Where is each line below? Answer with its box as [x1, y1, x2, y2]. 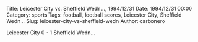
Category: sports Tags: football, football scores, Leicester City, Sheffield [6, 11, 182, 18]
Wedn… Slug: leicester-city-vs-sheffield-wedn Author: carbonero [6, 18, 165, 24]
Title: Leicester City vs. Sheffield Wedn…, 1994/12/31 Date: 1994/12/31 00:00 [6, 5, 193, 12]
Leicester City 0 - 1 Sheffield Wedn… [6, 29, 96, 36]
